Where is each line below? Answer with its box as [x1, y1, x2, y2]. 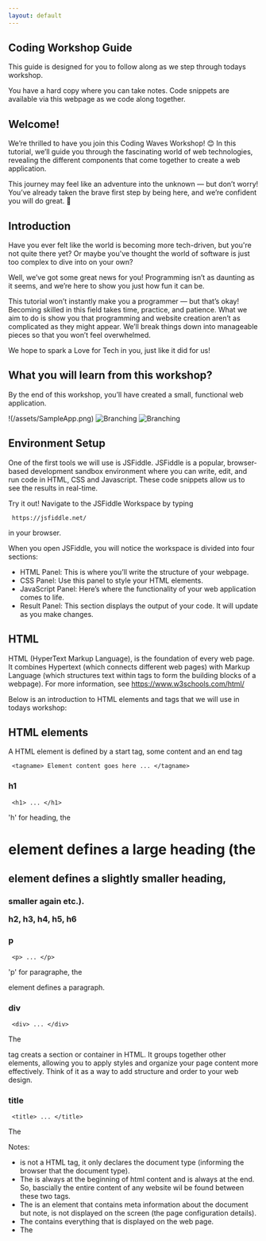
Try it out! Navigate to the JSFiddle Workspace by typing [8, 498, 194, 508]
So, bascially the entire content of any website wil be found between [19, 1183, 245, 1193]
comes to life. [19, 592, 65, 602]
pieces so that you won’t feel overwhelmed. [8, 331, 151, 340]
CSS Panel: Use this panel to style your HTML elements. [19, 576, 204, 585]
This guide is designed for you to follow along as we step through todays [8, 62, 246, 72]
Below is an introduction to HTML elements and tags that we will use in [8, 694, 240, 704]
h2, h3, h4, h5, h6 [8, 913, 77, 925]
